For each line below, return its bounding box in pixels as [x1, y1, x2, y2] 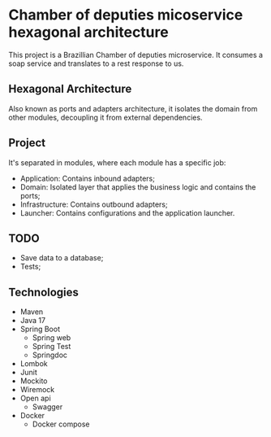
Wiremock [19, 385, 55, 395]
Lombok [19, 359, 49, 369]
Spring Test [32, 342, 71, 352]
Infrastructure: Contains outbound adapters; [19, 199, 168, 209]
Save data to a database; [19, 253, 104, 263]
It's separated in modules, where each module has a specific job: [8, 157, 226, 168]
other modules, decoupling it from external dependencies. [8, 112, 203, 122]
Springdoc [32, 350, 67, 360]
